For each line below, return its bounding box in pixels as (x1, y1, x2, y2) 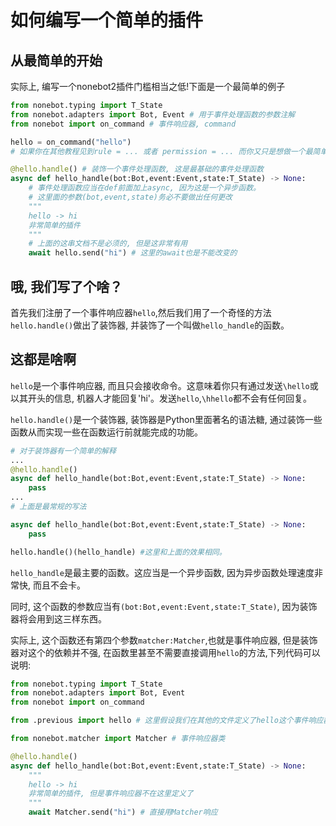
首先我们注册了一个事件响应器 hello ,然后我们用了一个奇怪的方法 (10, 306, 272, 318)
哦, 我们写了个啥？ (10, 278, 123, 295)
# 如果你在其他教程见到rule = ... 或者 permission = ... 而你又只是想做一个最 (10, 146, 313, 156)
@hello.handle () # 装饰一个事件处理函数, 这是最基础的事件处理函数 (10, 164, 264, 175)
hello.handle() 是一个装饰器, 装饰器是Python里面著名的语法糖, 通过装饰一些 (10, 413, 323, 425)
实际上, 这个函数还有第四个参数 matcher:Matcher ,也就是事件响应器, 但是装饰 (10, 634, 318, 646)
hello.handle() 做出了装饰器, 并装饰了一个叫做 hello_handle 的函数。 (10, 319, 290, 331)
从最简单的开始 (10, 52, 103, 69)
